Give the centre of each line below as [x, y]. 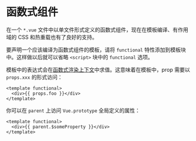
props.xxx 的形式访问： [35, 77]
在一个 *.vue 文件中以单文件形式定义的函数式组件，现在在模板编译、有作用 [97, 30]
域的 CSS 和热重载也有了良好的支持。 [52, 37]
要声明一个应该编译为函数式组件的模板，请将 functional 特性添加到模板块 [96, 49]
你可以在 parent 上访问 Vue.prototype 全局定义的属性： [73, 110]
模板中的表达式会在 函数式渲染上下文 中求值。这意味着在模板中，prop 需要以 [98, 69]
